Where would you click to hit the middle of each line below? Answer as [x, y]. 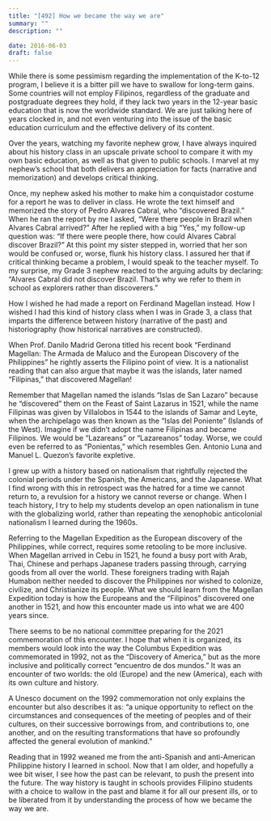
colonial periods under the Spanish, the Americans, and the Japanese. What [135, 480]
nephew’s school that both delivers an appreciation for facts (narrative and [133, 169]
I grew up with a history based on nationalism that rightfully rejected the [128, 471]
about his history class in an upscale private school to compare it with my [131, 152]
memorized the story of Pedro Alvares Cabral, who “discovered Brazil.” [127, 210]
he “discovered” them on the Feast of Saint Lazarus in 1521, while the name [133, 404]
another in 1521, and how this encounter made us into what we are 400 [126, 607]
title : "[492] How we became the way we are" [86, 16]
